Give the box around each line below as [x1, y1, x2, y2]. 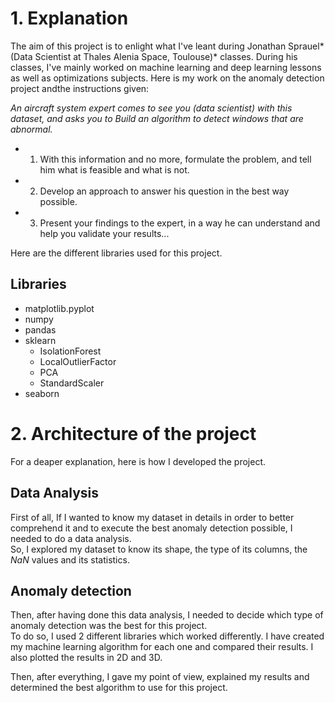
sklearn [24, 334, 57, 346]
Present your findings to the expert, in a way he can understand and [39, 217, 321, 229]
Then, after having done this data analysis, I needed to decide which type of [10, 609, 324, 621]
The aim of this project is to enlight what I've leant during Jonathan [10, 40, 287, 52]
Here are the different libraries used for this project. [10, 247, 223, 259]
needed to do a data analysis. [10, 532, 132, 544]
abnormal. [10, 123, 53, 135]
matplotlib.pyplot [24, 302, 95, 314]
